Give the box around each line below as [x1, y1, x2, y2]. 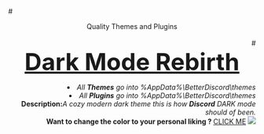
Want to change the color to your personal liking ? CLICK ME [46, 117, 247, 126]
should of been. [205, 107, 256, 117]
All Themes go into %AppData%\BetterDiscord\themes [76, 82, 256, 92]
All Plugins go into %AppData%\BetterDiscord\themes [79, 91, 256, 100]
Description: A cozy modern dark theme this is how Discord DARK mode [20, 100, 256, 108]
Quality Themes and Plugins [86, 22, 178, 31]
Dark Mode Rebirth [24, 47, 240, 77]
